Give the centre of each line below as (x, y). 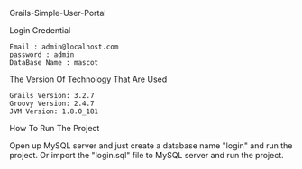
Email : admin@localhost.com (64, 47)
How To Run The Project (55, 128)
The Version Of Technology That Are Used (88, 79)
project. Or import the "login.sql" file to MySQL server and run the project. (146, 155)
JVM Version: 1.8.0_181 (54, 111)
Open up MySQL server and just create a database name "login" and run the (151, 146)
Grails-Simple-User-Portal (58, 13)
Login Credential (40, 30)
